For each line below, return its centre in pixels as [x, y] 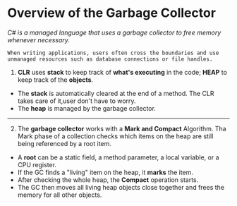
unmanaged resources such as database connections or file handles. [110, 59]
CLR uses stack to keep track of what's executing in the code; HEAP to [122, 72]
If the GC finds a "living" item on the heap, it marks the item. [105, 172]
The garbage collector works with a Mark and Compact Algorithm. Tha [122, 128]
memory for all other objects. [60, 195]
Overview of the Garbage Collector [112, 13]
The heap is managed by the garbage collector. [87, 108]
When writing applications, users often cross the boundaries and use [113, 53]
